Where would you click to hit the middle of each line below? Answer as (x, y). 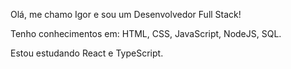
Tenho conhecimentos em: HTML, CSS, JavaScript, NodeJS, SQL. (146, 33)
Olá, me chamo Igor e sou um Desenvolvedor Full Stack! (126, 14)
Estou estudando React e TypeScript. (87, 53)
